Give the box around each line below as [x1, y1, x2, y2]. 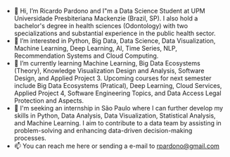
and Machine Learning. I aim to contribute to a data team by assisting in [13, 119, 222, 127]
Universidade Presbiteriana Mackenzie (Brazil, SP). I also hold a [13, 14, 198, 23]
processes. [13, 134, 47, 142]
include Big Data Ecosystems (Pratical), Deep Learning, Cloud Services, [13, 82, 222, 89]
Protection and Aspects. [13, 96, 84, 105]
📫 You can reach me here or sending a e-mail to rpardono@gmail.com [13, 142, 220, 150]
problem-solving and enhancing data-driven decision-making [13, 127, 193, 134]
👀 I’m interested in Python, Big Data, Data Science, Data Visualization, [13, 37, 216, 45]
